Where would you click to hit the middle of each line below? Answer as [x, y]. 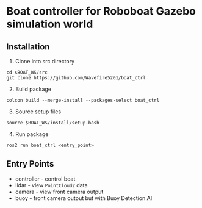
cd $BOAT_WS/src [27, 73]
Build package [33, 89]
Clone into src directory [45, 61]
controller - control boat [45, 179]
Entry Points [30, 164]
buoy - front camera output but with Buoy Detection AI [84, 198]
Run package [32, 134]
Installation [28, 47]
